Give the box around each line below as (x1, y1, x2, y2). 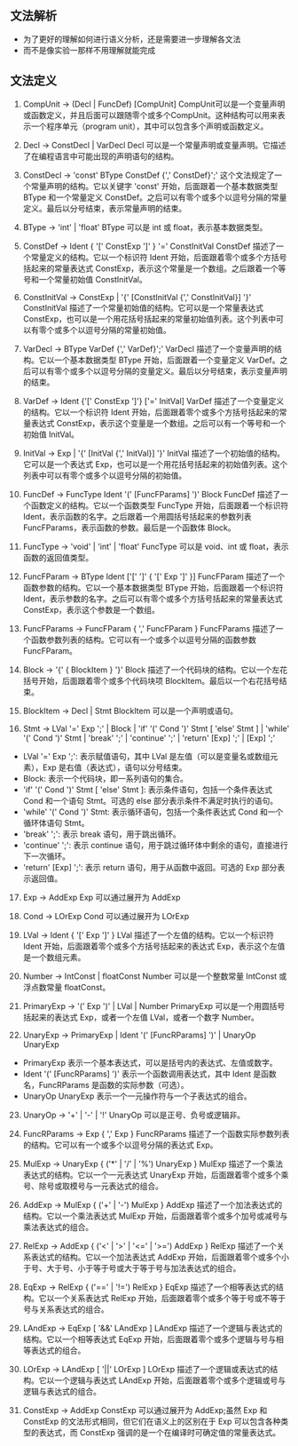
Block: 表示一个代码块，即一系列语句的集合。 (22, 773, 189, 783)
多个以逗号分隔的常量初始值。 (61, 324, 171, 335)
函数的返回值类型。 (22, 552, 94, 562)
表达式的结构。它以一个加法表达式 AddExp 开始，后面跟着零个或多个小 (30, 1251, 290, 1262)
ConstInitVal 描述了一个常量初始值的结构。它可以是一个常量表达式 (22, 302, 264, 313)
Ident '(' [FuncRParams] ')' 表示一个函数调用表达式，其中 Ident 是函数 (22, 1069, 278, 1079)
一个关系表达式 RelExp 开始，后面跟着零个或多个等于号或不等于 (53, 1292, 286, 1303)
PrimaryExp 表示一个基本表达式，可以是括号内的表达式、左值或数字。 (22, 1057, 278, 1068)
